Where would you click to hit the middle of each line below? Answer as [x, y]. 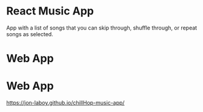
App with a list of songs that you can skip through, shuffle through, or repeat [102, 28]
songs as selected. [30, 34]
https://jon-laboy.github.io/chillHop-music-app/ [65, 103]
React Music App [50, 11]
